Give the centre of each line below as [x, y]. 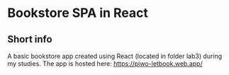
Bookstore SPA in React [78, 13]
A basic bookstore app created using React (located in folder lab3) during [115, 56]
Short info [30, 39]
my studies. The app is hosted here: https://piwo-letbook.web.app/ [105, 64]
